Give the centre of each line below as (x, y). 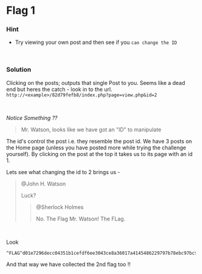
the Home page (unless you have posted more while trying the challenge (96, 148)
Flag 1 (21, 11)
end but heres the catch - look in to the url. (59, 89)
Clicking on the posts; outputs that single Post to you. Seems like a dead (96, 83)
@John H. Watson (43, 184)
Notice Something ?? (32, 117)
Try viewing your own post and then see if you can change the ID (96, 42)
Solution (19, 70)
